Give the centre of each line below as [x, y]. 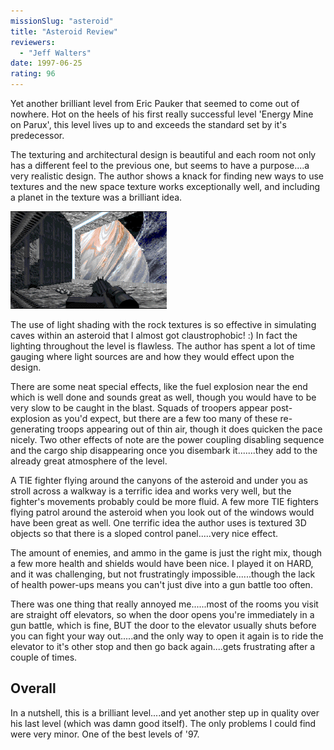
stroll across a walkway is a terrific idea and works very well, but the [151, 491]
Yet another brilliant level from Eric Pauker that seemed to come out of [155, 103]
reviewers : [33, 42]
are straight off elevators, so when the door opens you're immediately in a [162, 614]
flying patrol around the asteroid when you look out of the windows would [162, 512]
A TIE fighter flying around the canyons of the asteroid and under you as [159, 480]
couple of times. [44, 657]
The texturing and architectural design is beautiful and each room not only [163, 154]
